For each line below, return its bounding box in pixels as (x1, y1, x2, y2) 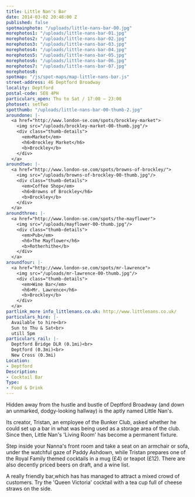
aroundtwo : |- (6, 161, 41, 167)
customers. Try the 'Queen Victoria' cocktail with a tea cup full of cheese (6, 479, 183, 486)
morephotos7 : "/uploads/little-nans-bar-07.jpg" (6, 63, 127, 69)
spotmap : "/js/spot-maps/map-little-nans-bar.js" (6, 74, 130, 80)
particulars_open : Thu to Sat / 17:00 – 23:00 (6, 96, 122, 102)
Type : (6, 380, 19, 386)
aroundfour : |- (6, 259, 43, 266)
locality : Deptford (6, 85, 54, 91)
